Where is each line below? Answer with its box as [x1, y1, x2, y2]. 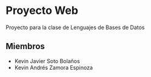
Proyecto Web [5, 4, 78, 18]
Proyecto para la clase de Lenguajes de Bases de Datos [5, 24, 145, 31]
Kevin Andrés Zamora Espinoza [14, 64, 93, 71]
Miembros [5, 41, 45, 52]
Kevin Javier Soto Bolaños [14, 57, 80, 64]
